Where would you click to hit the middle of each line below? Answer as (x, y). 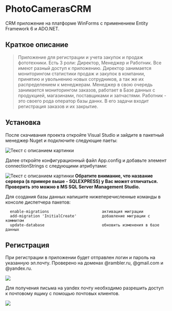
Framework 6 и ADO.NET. (33, 28)
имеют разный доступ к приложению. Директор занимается (84, 68)
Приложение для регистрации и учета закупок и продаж (81, 57)
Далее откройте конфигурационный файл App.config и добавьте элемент (86, 160)
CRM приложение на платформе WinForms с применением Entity (77, 23)
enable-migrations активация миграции (77, 211)
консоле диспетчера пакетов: (38, 202)
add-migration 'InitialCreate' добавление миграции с (80, 216)
